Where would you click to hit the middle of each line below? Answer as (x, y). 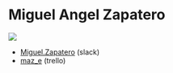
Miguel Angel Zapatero (87, 15)
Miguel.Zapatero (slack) (60, 52)
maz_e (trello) (43, 60)
